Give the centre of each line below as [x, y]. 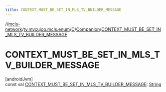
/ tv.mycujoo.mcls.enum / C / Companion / [62, 29]
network [14, 29]
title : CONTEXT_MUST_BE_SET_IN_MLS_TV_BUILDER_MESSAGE [63, 10]
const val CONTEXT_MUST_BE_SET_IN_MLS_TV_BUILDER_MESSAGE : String [83, 84]
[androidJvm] [19, 79]
